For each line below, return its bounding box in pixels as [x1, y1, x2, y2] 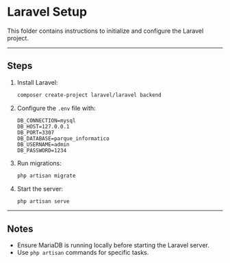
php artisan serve [16, 197, 70, 205]
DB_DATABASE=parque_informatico [16, 135, 110, 142]
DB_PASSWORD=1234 [16, 147, 67, 154]
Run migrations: [16, 158, 62, 167]
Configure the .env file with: [16, 104, 96, 112]
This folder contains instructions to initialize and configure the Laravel [7, 27, 204, 35]
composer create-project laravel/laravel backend [16, 92, 162, 98]
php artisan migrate [16, 172, 76, 179]
